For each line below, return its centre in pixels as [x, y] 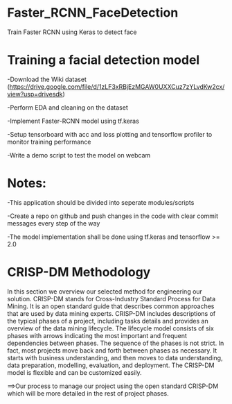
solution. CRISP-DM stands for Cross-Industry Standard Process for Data [111, 298]
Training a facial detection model [104, 60]
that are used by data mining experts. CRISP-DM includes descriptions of [111, 313]
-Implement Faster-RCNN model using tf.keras [73, 121]
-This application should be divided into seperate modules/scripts [101, 202]
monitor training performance [49, 142]
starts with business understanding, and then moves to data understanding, [115, 357]
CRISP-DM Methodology [79, 272]
